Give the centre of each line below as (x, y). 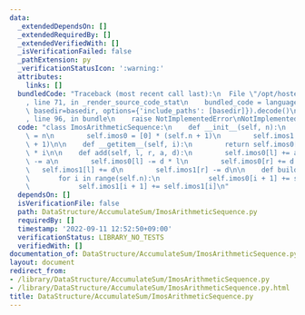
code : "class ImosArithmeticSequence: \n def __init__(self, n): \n (152, 128)
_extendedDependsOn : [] (62, 26)
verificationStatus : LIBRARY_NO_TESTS (91, 237)
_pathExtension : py (54, 60)
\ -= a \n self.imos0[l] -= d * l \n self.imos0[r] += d (160, 161)
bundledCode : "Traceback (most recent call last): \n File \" (138, 94)
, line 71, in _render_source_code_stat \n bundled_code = (143, 102)
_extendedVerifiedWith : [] (69, 43)
